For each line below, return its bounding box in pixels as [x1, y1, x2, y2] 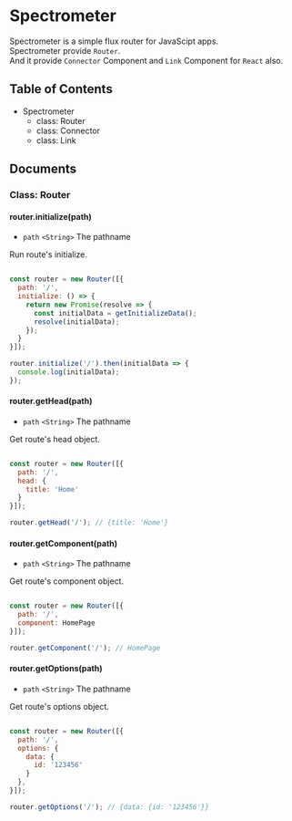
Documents [9, 161, 77, 177]
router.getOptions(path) [9, 663, 103, 674]
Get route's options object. [9, 701, 109, 712]
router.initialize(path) [9, 211, 93, 222]
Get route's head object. [9, 433, 100, 444]
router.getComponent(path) [9, 537, 118, 548]
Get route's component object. [9, 576, 125, 587]
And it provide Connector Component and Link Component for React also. [9, 55, 284, 66]
